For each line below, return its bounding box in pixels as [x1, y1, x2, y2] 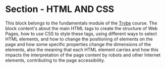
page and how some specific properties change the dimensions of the [5, 41, 151, 47]
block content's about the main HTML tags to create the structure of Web [5, 25, 158, 31]
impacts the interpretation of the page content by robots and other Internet [5, 51, 161, 58]
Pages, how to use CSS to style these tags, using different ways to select [5, 30, 157, 36]
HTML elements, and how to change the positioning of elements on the [5, 36, 153, 42]
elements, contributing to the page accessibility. [5, 57, 105, 63]
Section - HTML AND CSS [5, 3, 115, 15]
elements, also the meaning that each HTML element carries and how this [5, 46, 159, 52]
